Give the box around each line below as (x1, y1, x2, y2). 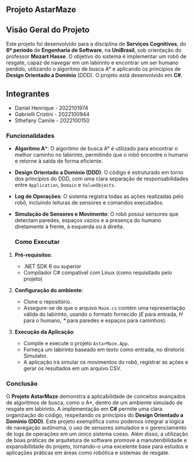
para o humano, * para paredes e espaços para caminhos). (23, 316, 167, 324)
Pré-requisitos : (14, 251, 53, 258)
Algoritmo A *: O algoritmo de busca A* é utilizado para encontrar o (14, 145, 178, 152)
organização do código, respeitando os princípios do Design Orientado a (6, 411, 183, 418)
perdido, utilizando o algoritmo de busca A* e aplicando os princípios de (6, 65, 181, 72)
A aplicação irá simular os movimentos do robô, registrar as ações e (23, 358, 189, 365)
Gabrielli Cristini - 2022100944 (14, 111, 90, 118)
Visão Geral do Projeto (6, 25, 90, 35)
